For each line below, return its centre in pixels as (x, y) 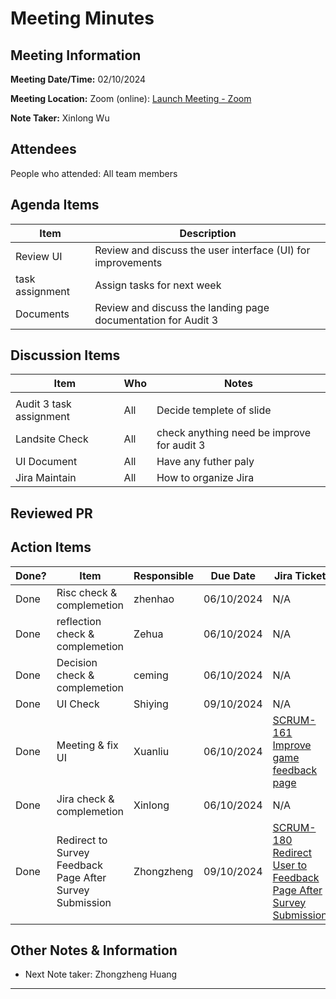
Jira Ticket (300, 575)
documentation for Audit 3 (156, 320)
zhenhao (154, 599)
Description (208, 233)
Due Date (233, 575)
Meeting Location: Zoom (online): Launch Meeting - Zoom (131, 98)
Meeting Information (76, 55)
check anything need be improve (234, 433)
